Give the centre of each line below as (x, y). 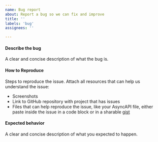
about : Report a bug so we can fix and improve (55, 14)
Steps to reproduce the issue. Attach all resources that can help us (73, 81)
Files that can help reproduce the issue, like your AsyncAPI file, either (83, 106)
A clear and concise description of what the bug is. (57, 59)
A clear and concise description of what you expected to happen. (71, 134)
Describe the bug (23, 48)
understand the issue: (27, 86)
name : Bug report (23, 10)
